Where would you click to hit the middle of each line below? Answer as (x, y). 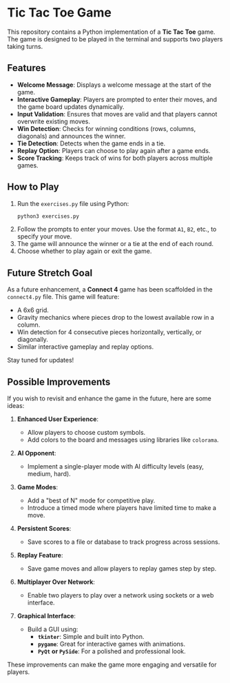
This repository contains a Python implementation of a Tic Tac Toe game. (111, 32)
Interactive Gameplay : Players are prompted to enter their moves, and (117, 99)
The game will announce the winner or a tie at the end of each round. (115, 244)
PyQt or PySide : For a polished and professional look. (112, 651)
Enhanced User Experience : (57, 419)
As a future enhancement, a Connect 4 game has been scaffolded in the (110, 289)
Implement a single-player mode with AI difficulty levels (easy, (116, 467)
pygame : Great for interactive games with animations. (112, 644)
